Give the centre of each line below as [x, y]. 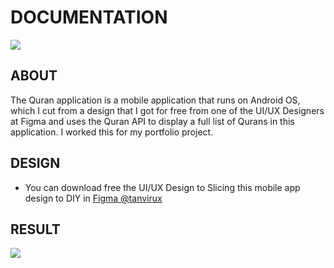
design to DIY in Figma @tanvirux [93, 198]
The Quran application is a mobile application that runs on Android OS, [155, 100]
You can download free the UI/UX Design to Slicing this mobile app [162, 187]
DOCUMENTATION [89, 17]
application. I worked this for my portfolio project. [112, 132]
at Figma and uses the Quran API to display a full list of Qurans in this [152, 121]
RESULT [35, 229]
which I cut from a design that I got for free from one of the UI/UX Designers [167, 110]
